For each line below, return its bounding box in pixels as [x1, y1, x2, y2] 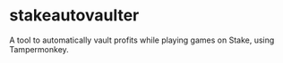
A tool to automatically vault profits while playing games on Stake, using [9, 35, 275, 45]
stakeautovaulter [9, 5, 140, 26]
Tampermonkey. [9, 43, 69, 54]
